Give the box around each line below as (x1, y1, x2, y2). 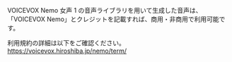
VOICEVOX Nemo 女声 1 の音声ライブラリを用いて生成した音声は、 (7, 6, 202, 14)
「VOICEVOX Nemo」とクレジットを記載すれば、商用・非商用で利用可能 (7, 15, 219, 23)
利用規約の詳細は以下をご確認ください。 (7, 39, 125, 47)
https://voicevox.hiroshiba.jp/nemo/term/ (7, 46, 127, 55)
